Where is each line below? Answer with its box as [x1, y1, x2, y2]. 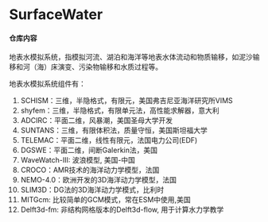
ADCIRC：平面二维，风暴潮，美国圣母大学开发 [20, 116, 173, 125]
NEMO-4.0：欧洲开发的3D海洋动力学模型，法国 [20, 175, 177, 185]
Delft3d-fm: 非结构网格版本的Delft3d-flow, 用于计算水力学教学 [20, 205, 224, 215]
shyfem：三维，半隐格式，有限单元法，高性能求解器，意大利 [20, 105, 219, 116]
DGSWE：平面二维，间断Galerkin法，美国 [20, 145, 158, 155]
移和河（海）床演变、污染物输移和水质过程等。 [9, 62, 162, 72]
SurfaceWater [9, 6, 103, 24]
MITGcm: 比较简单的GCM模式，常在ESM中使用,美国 [20, 195, 191, 205]
